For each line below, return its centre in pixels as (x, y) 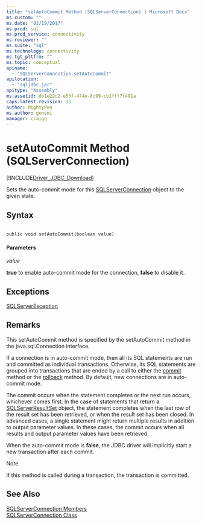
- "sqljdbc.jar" (32, 85)
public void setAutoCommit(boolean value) (60, 234)
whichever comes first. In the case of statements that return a (83, 401)
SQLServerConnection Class (42, 515)
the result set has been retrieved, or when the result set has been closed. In (100, 414)
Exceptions (28, 291)
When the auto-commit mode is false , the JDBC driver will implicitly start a (99, 445)
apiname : (17, 68)
